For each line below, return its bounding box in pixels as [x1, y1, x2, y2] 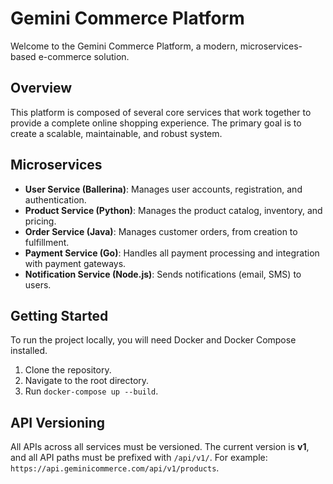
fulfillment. [24, 236, 70, 248]
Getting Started [10, 307, 109, 324]
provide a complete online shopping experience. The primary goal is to [10, 117, 302, 129]
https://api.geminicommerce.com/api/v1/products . [10, 462, 220, 474]
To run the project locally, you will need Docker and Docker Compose [10, 334, 297, 346]
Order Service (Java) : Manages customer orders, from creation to [24, 225, 298, 237]
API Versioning [10, 414, 106, 431]
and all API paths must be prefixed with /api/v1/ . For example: [10, 452, 268, 464]
